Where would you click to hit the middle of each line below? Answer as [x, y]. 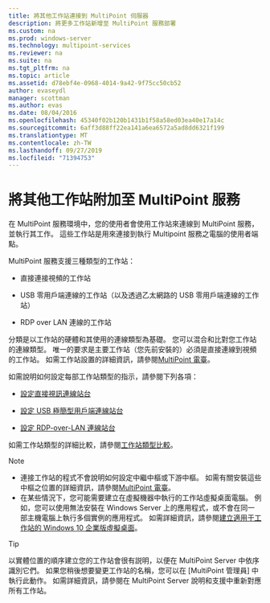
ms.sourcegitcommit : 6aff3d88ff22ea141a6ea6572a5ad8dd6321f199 [117, 128]
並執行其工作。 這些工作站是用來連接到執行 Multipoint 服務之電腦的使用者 [130, 234]
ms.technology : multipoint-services [70, 46]
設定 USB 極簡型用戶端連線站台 [72, 411]
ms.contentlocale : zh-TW [50, 143]
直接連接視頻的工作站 [55, 278]
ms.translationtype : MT [48, 135]
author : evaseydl [37, 90]
